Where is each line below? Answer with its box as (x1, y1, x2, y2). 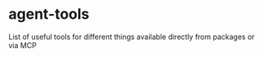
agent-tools (8, 5, 90, 24)
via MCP (8, 40, 37, 50)
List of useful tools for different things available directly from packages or (8, 32, 255, 42)
